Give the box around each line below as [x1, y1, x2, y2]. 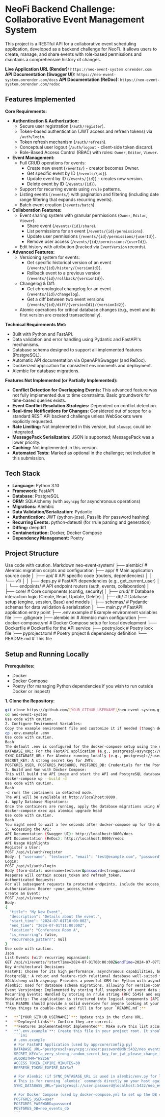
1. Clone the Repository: [5, 698, 55, 704]
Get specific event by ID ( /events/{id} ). [27, 170, 108, 176]
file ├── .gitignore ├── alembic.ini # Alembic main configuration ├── [5, 615, 146, 620]
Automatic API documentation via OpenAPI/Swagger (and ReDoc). [12, 357, 146, 363]
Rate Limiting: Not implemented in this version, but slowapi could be [12, 424, 151, 429]
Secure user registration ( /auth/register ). [19, 123, 105, 129]
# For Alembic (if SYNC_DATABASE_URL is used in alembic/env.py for [14, 1074, 157, 1079]
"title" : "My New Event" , [9, 909, 63, 914]
